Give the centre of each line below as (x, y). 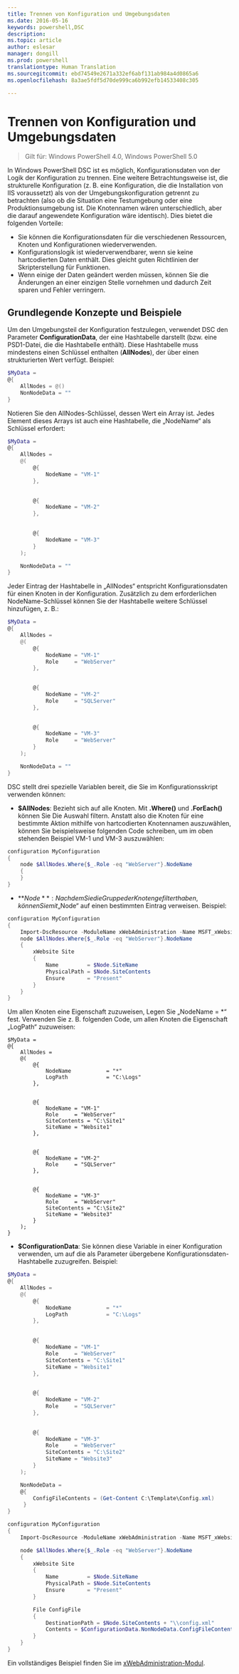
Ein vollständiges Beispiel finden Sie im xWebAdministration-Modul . (106, 1663)
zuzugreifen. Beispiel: (86, 1262)
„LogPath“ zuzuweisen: (42, 1027)
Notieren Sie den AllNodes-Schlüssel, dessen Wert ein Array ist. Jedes (111, 413)
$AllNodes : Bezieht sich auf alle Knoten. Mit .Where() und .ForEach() (120, 808)
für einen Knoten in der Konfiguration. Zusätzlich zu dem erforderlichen (112, 594)
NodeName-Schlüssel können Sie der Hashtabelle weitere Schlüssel (107, 601)
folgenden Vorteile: (35, 223)
